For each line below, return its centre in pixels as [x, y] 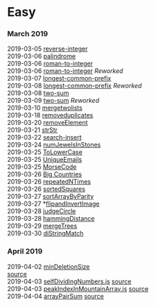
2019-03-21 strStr [32, 130]
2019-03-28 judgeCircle [42, 211]
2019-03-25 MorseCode [42, 167]
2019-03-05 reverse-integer [47, 49]
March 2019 [28, 34]
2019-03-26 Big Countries [44, 174]
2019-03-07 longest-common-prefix [59, 78]
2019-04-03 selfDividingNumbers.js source [69, 281]
